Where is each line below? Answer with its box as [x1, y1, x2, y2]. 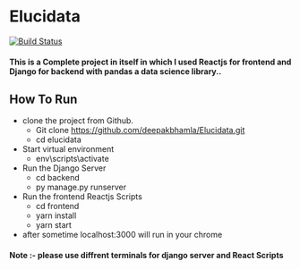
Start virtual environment [21, 144, 115, 155]
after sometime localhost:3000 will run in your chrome [21, 230, 223, 240]
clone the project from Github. [21, 115, 134, 126]
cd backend [35, 172, 81, 183]
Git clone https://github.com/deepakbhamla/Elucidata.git [35, 125, 245, 136]
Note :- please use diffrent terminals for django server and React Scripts [9, 249, 284, 260]
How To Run [9, 91, 78, 106]
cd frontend [35, 201, 80, 212]
